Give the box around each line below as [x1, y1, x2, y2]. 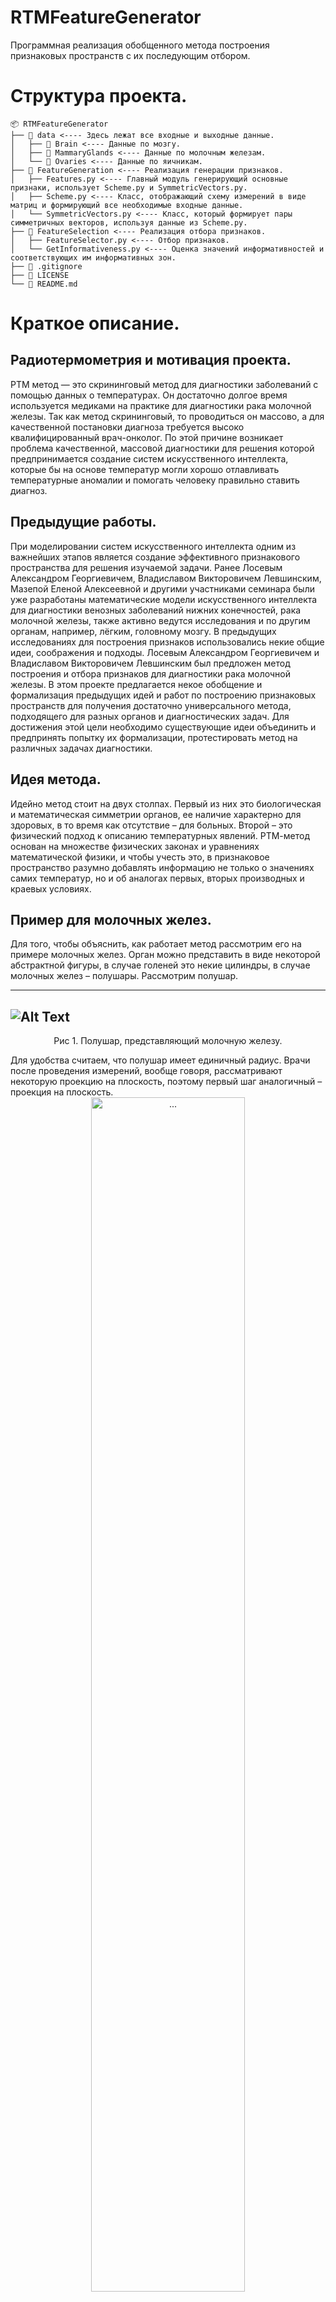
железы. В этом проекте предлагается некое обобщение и [10, 678, 263, 690]
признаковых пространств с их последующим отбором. [10, 49, 251, 61]
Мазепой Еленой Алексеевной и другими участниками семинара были [10, 582, 315, 595]
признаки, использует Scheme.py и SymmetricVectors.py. [10, 182, 248, 193]
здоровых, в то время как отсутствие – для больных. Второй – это [10, 819, 293, 831]
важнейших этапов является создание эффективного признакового [10, 551, 301, 563]
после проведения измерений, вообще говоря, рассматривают [10, 1065, 283, 1077]
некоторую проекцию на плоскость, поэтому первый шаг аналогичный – [10, 1076, 323, 1088]
